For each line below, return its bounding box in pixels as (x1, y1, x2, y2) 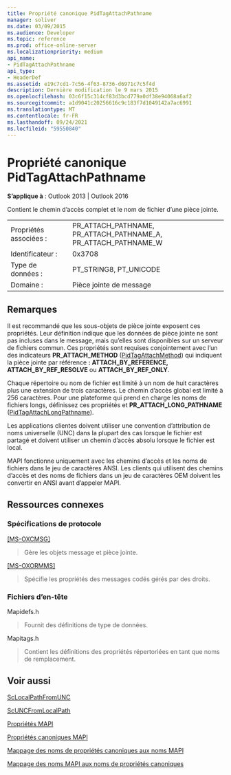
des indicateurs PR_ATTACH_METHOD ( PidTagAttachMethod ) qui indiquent (7, 351, 222, 360)
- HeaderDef (7, 74, 41, 81)
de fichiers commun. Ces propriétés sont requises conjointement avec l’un (7, 344, 218, 352)
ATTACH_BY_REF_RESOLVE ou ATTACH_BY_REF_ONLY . (7, 366, 170, 374)
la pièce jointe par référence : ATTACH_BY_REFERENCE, (7, 358, 168, 367)
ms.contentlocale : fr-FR (7, 112, 78, 119)
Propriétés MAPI (7, 719, 54, 728)
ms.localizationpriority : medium (7, 49, 103, 56)
